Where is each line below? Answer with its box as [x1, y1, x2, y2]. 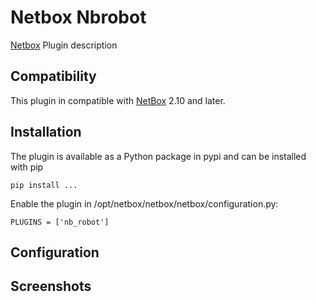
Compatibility [10, 68, 97, 85]
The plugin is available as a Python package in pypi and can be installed [10, 150, 307, 162]
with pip [10, 161, 44, 173]
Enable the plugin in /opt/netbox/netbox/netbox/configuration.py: [10, 197, 279, 210]
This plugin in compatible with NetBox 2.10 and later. [10, 94, 226, 106]
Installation [10, 124, 82, 141]
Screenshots [10, 278, 92, 295]
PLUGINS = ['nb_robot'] [10, 217, 110, 227]
